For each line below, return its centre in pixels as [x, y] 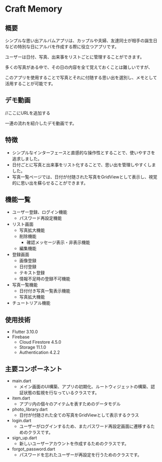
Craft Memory [34, 9]
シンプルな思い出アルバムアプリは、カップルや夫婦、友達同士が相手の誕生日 [81, 40]
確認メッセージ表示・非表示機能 [58, 242]
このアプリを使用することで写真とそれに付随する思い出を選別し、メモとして [81, 78]
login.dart [22, 421]
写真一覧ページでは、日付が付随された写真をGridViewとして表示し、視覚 [85, 177]
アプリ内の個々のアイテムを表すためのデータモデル [70, 404]
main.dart [22, 381]
